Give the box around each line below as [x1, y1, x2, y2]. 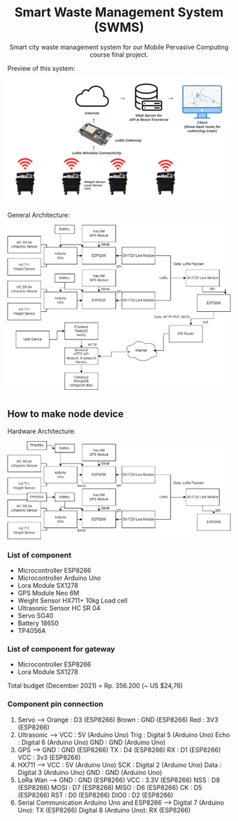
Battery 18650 [17, 619, 59, 627]
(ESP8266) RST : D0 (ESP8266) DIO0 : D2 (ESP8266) [17, 791, 174, 799]
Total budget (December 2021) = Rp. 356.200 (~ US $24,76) [7, 681, 183, 690]
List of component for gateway [7, 644, 115, 654]
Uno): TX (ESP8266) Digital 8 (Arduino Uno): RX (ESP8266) [17, 805, 191, 814]
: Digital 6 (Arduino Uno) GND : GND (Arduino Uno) [17, 738, 166, 747]
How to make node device [7, 408, 124, 420]
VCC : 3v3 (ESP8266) [17, 753, 81, 761]
